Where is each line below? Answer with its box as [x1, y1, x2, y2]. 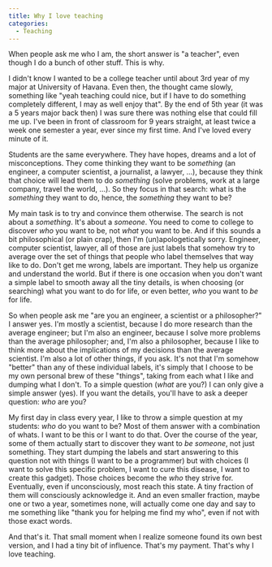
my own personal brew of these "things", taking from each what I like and [8, 371, 254, 381]
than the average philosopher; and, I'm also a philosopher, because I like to [8, 336, 260, 346]
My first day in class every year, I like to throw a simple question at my [8, 413, 244, 422]
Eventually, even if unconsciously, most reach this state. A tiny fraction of [8, 482, 254, 491]
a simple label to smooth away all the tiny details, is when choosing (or [8, 278, 244, 288]
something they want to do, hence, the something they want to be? [8, 193, 232, 203]
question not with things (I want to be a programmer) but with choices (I [8, 456, 249, 465]
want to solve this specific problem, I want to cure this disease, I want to [8, 465, 250, 474]
